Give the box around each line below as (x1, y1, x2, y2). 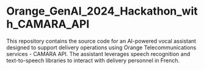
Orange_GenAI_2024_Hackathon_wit (6, 4, 199, 18)
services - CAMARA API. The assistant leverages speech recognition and (6, 50, 191, 57)
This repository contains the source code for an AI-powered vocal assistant (6, 37, 197, 44)
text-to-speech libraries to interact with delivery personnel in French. (6, 57, 180, 64)
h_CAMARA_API (6, 17, 90, 31)
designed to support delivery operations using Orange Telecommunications (6, 44, 197, 51)
